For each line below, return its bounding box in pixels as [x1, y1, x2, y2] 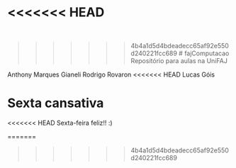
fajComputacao [184, 49, 230, 57]
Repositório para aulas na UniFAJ [130, 56, 228, 65]
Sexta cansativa [7, 95, 104, 111]
